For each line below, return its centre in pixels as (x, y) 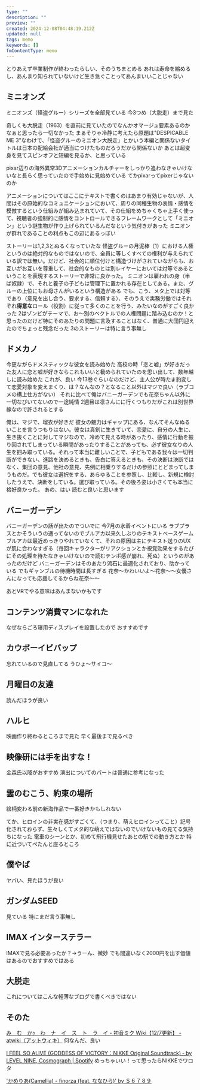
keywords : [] (22, 46)
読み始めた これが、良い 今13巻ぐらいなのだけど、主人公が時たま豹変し (104, 380)
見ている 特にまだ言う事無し (41, 916)
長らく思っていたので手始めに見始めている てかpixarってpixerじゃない (108, 175)
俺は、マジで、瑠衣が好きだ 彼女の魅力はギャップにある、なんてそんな (93, 422)
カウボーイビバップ (41, 648)
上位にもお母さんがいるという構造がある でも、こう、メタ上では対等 (106, 291)
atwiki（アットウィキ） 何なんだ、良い (53, 1040)
